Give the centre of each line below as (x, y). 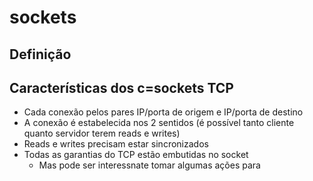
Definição (40, 54)
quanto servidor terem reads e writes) (102, 133)
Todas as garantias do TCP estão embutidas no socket (136, 155)
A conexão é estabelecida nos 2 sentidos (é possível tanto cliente (159, 123)
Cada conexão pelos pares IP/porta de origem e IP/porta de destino (163, 112)
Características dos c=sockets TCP (121, 87)
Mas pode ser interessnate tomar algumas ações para (149, 165)
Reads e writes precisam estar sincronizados (116, 144)
